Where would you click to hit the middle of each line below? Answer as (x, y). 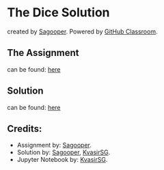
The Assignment (43, 53)
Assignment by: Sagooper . (54, 145)
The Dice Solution (58, 13)
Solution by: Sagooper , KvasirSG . (64, 152)
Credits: (25, 129)
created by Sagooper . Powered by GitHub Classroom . (82, 31)
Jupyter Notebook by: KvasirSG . (62, 160)
